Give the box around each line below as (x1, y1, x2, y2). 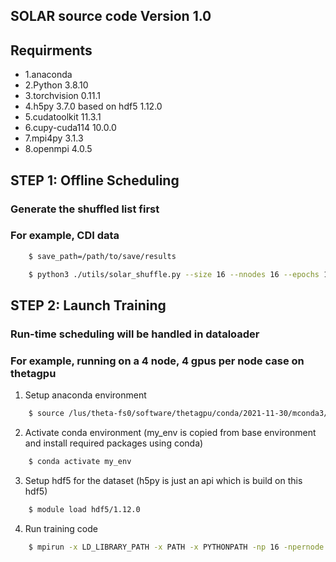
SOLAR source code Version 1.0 (10, 8, 212, 25)
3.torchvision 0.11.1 (24, 90, 101, 102)
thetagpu (10, 366, 57, 380)
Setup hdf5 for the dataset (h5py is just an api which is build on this (24, 474, 303, 486)
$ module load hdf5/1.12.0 (28, 504, 141, 514)
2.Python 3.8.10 (24, 79, 89, 91)
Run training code (24, 522, 98, 534)
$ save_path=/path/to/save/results (28, 251, 177, 261)
